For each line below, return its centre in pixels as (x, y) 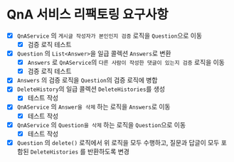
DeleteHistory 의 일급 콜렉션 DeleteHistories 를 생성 (91, 89)
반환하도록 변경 (108, 151)
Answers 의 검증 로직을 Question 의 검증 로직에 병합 (87, 80)
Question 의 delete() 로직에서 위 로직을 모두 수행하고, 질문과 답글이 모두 (118, 142)
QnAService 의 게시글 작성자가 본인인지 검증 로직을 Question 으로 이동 (110, 36)
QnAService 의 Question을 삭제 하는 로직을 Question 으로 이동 (101, 124)
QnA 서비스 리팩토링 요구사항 (87, 15)
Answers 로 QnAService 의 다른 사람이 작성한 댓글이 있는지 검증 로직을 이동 (126, 63)
